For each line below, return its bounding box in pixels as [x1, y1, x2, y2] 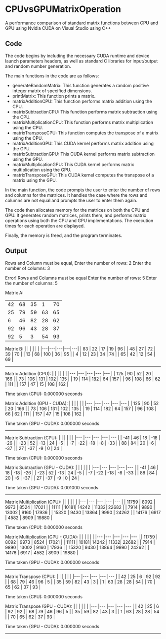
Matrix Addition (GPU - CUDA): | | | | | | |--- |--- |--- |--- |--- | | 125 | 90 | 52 [5, 400, 159, 406]
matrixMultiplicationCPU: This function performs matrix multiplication [12, 119, 153, 125]
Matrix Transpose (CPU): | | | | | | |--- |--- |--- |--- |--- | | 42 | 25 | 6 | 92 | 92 [5, 574, 161, 580]
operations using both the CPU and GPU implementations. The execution [5, 217, 154, 224]
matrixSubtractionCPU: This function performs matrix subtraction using [12, 109, 158, 115]
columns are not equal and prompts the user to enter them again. [5, 197, 137, 203]
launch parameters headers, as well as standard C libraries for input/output [5, 58, 158, 64]
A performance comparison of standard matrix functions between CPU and [5, 20, 158, 26]
